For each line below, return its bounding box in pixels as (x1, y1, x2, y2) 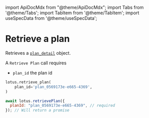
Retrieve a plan (5, 33, 70, 45)
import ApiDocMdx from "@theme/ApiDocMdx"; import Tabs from (5, 5, 144, 10)
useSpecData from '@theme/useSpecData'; (5, 15, 97, 21)
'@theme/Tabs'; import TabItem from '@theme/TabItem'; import (5, 10, 139, 16)
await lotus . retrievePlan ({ (5, 98, 65, 104)
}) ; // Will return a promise (5, 108, 70, 113)
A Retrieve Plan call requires (5, 60, 67, 66)
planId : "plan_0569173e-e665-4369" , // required (10, 103, 115, 108)
